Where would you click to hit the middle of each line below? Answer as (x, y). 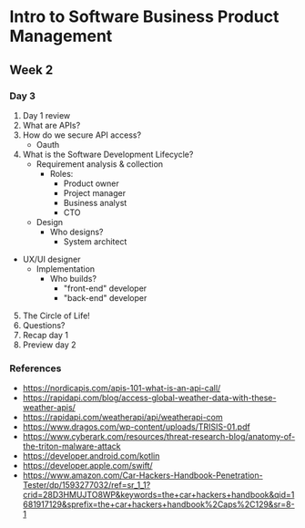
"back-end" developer (105, 297)
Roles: (61, 173)
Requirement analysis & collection (100, 164)
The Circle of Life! (56, 316)
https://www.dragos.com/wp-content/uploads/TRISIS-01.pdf (136, 427)
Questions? (44, 325)
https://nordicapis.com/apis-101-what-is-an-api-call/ (122, 388)
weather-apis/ (49, 408)
